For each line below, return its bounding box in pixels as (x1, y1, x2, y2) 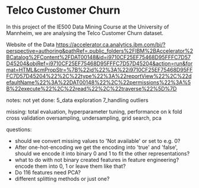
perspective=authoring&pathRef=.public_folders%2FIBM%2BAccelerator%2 (6, 47, 194, 54)
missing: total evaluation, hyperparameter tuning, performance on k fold (6, 108, 182, 115)
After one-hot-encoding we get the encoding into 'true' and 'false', (14, 144, 178, 151)
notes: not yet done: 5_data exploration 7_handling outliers (6, 96, 149, 104)
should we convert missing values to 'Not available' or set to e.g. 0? (14, 137, 181, 144)
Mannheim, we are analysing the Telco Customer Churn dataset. (6, 29, 164, 36)
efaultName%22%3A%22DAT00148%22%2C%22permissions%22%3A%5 (6, 78, 191, 86)
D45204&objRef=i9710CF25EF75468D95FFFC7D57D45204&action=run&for (6, 60, 193, 67)
